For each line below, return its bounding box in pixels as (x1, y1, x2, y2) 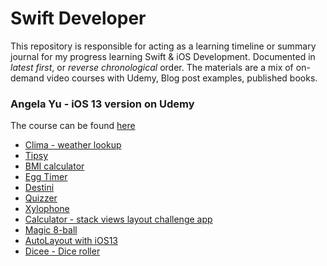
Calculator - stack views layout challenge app (24, 213, 213, 226)
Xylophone (24, 203, 70, 215)
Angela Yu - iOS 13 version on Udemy (10, 97, 195, 111)
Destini (24, 182, 55, 194)
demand (10, 72, 45, 84)
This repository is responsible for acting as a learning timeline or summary (10, 40, 317, 52)
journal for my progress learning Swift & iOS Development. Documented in (10, 50, 316, 62)
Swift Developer (10, 7, 147, 30)
